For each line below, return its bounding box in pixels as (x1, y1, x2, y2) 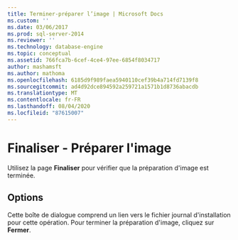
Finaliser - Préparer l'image (7, 140, 172, 156)
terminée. (7, 171, 36, 180)
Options (7, 192, 44, 204)
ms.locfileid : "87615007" (7, 109, 84, 116)
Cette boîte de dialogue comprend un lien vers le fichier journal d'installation (7, 210, 231, 219)
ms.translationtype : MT (7, 89, 78, 97)
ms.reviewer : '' (7, 37, 55, 44)
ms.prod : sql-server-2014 (7, 30, 84, 38)
